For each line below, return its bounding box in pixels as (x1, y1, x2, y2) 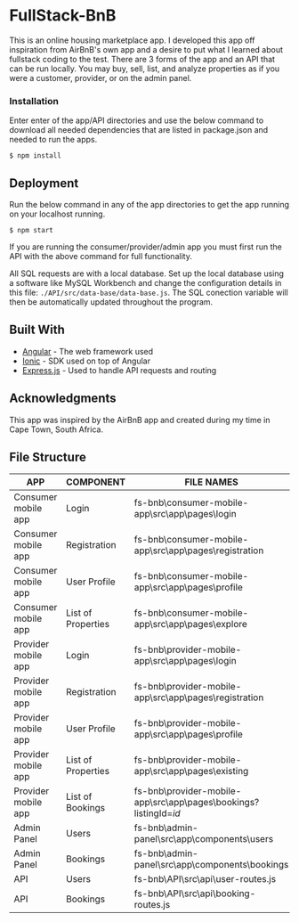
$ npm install (9, 151, 62, 160)
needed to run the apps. (9, 135, 98, 145)
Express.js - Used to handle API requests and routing (21, 364, 217, 375)
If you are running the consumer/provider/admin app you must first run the (9, 241, 282, 252)
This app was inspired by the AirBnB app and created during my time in (9, 414, 271, 425)
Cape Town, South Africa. (9, 424, 104, 435)
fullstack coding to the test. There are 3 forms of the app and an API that (9, 53, 276, 64)
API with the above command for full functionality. (9, 251, 193, 262)
